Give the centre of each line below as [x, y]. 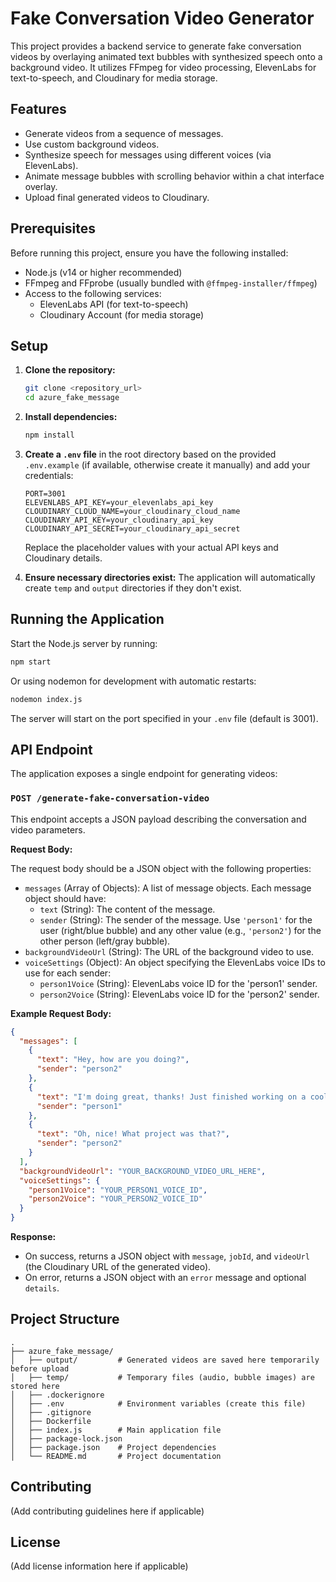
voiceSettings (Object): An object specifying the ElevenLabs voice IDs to [175, 962]
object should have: [65, 898]
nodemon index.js [46, 699]
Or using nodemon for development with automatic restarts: [133, 681]
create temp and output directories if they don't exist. [133, 588]
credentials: [49, 475]
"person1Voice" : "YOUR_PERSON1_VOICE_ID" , [118, 1190]
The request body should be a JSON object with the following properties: [161, 868]
